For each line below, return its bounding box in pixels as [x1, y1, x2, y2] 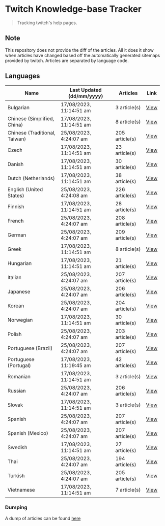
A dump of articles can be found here [5, 515, 81, 521]
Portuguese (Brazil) [7, 345, 53, 352]
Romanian [7, 373, 31, 380]
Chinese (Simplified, [7, 115, 55, 122]
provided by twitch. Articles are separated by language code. [5, 58, 129, 64]
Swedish [7, 444, 27, 451]
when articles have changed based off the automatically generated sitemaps [5, 52, 160, 58]
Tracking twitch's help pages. [17, 20, 77, 26]
